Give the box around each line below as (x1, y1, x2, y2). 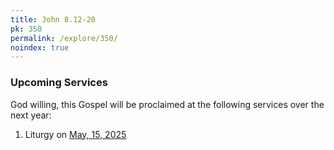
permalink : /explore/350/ (10, 33, 118, 43)
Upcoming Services (10, 76, 108, 90)
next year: (10, 109, 52, 121)
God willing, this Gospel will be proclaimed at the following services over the (10, 98, 325, 110)
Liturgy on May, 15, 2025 (24, 128, 127, 140)
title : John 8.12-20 (10, 14, 97, 25)
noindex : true (10, 42, 70, 53)
